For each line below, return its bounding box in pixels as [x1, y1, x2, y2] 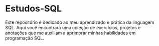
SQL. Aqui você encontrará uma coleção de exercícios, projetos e [5, 24, 141, 30]
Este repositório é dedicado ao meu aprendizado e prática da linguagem [5, 19, 154, 25]
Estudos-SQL [5, 3, 62, 14]
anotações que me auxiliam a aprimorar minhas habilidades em [5, 30, 136, 36]
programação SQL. [5, 35, 44, 41]
